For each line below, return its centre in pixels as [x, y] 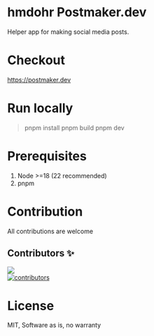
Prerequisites [47, 156]
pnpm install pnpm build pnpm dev [74, 127]
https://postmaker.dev [39, 80]
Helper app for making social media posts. [68, 32]
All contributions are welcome [50, 231]
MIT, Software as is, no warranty [54, 325]
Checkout [36, 60]
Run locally [40, 108]
